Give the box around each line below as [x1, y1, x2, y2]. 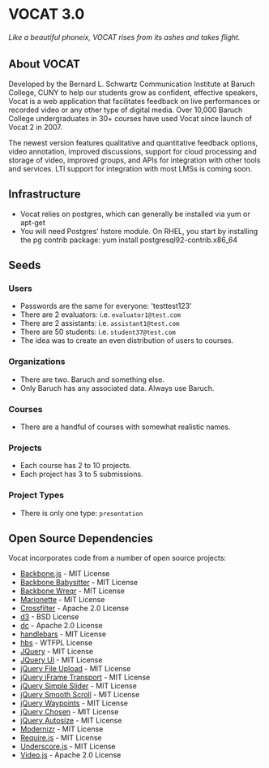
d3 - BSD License [19, 612, 79, 622]
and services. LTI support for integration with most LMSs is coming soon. [8, 163, 253, 173]
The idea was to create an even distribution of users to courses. [19, 336, 234, 345]
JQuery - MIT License [19, 647, 94, 657]
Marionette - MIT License [19, 595, 105, 605]
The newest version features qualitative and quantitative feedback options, [8, 137, 258, 147]
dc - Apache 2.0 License [19, 621, 103, 631]
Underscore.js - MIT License [19, 741, 116, 752]
